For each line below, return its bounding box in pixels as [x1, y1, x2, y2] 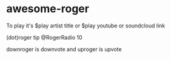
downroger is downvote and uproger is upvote [6, 45, 122, 53]
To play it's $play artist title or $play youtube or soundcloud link [6, 22, 166, 29]
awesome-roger [6, 2, 90, 16]
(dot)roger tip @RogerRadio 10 [6, 33, 83, 41]
